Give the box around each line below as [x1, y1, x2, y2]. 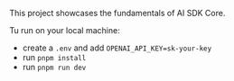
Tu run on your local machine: [9, 25, 120, 35]
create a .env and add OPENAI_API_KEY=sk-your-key [22, 42, 212, 53]
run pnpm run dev [22, 62, 87, 72]
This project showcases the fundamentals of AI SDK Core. [9, 8, 226, 18]
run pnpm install [22, 52, 87, 62]
